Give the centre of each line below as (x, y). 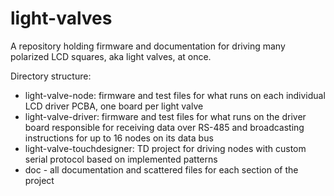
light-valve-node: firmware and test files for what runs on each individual (175, 95)
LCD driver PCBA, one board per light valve (114, 106)
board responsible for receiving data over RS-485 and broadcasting (164, 127)
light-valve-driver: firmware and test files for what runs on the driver (165, 116)
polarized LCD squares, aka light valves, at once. (111, 56)
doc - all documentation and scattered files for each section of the (161, 169)
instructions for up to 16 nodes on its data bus (119, 138)
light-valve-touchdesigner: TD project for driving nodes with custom (165, 148)
